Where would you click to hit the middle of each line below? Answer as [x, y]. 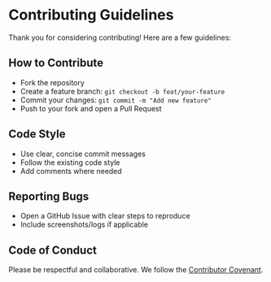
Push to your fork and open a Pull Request [91, 108]
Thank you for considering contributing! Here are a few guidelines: [120, 37]
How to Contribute [56, 63]
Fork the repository [52, 82]
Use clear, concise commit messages [83, 154]
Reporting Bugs [49, 196]
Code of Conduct [53, 250]
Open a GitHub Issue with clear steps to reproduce [105, 216]
